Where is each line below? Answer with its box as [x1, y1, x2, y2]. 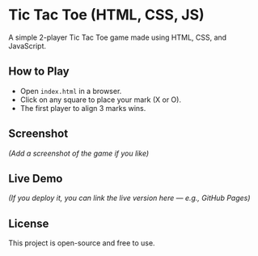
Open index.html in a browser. [19, 86, 122, 96]
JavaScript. [8, 41, 47, 50]
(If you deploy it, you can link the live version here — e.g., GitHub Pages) [8, 193, 251, 203]
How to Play [8, 65, 70, 79]
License [8, 216, 49, 230]
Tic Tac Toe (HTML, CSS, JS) [8, 6, 205, 24]
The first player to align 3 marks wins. [19, 103, 146, 113]
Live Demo [8, 172, 63, 186]
